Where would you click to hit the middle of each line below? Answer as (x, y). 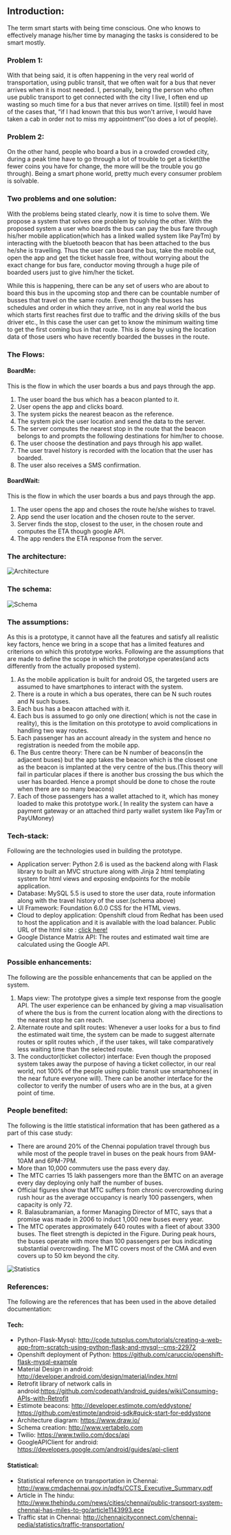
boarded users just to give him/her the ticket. (71, 272)
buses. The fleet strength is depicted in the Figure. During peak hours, (117, 1233)
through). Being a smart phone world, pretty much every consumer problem (114, 174)
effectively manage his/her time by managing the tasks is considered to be (113, 35)
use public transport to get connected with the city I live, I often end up (108, 97)
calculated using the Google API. (63, 945)
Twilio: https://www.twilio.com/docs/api (73, 1435)
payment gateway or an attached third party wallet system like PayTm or (119, 811)
